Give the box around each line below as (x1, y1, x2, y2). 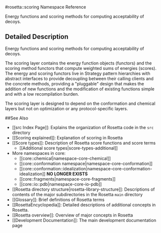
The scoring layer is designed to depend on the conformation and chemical (5, 100, 156, 106)
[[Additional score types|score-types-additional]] (19, 145, 118, 151)
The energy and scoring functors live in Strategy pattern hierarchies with (5, 70, 150, 76)
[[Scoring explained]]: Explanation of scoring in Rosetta (12, 134, 123, 140)
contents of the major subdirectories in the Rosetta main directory (12, 191, 143, 197)
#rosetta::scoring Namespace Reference (5, 4, 86, 10)
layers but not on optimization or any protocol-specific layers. (5, 105, 129, 111)
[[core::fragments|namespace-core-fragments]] (19, 176, 116, 182)
